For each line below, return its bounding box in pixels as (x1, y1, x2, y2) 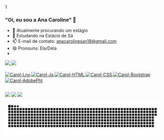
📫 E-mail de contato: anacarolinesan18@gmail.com (12, 38, 117, 44)
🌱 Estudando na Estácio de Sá (12, 33, 73, 39)
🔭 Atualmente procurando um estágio (12, 28, 88, 33)
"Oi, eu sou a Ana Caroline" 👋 (5, 16, 77, 23)
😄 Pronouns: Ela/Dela (12, 45, 57, 51)
